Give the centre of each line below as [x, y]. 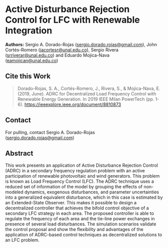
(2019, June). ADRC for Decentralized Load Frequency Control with [87, 93]
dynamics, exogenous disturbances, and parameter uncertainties [92, 192]
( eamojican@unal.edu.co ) [32, 60]
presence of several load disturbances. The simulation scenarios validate [81, 224]
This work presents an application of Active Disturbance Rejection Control [81, 165]
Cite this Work [28, 76]
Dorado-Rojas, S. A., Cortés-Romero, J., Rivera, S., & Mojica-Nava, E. [89, 88]
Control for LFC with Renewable [73, 20]
